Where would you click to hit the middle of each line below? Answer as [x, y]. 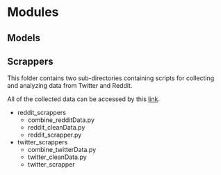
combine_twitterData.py [62, 150]
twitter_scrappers [42, 142]
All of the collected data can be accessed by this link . [84, 99]
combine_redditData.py [61, 120]
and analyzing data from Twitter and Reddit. [70, 86]
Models [24, 38]
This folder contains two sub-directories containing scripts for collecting [111, 78]
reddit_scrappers [41, 113]
